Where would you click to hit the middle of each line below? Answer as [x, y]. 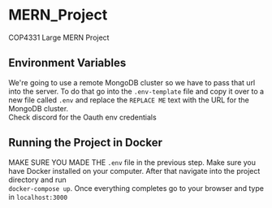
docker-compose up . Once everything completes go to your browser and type [136, 188]
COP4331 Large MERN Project [59, 37]
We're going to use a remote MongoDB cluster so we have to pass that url [132, 82]
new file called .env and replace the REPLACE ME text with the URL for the [129, 100]
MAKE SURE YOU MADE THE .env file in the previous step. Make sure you [132, 162]
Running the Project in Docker [85, 143]
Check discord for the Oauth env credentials [82, 117]
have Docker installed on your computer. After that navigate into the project [134, 171]
